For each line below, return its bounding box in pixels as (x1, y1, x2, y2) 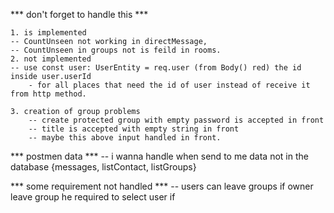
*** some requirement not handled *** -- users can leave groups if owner (10, 180, 314, 192)
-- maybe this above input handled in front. (28, 133, 222, 143)
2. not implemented (10, 54, 92, 64)
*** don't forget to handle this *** (10, 9, 149, 20)
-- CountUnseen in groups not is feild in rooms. (10, 45, 222, 55)
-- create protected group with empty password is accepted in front (28, 115, 325, 125)
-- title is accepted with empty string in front (28, 124, 240, 134)
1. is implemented (10, 28, 87, 38)
